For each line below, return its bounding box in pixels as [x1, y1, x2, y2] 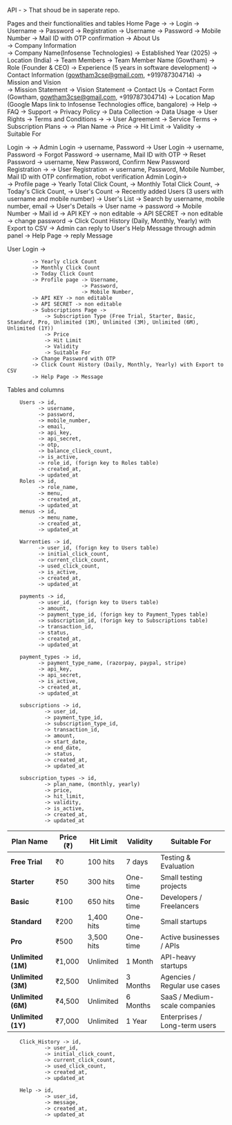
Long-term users [160, 1021, 217, 1030]
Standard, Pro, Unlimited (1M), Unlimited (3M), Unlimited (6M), [7, 319, 199, 326]
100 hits [87, 857, 115, 867]
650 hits [87, 897, 115, 906]
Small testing [160, 873, 202, 882]
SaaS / [160, 992, 182, 1002]
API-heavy [160, 953, 196, 962]
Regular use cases [160, 981, 221, 990]
